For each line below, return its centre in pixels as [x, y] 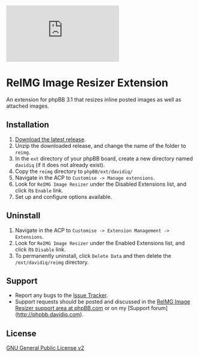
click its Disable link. [40, 249]
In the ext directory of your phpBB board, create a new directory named [104, 158]
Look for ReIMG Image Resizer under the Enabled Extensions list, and [100, 243]
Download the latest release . [50, 139]
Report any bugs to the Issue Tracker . [61, 295]
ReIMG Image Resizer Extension [87, 83]
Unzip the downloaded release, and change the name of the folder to [100, 145]
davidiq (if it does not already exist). [60, 165]
